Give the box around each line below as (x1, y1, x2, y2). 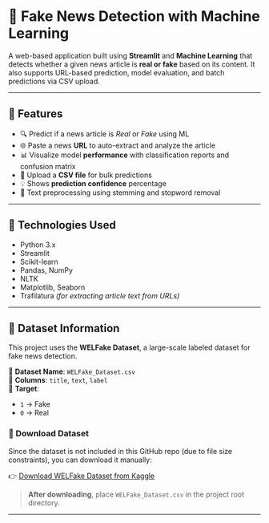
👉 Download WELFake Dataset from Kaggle (8, 471, 155, 480)
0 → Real (19, 408, 50, 418)
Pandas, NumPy (19, 265, 74, 275)
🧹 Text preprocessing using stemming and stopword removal (19, 188, 221, 197)
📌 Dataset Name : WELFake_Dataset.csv (8, 367, 136, 376)
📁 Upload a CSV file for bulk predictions (19, 170, 152, 180)
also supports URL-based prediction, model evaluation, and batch (8, 67, 225, 77)
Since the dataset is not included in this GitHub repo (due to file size (8, 446, 233, 456)
